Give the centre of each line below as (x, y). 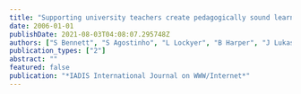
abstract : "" (34, 59)
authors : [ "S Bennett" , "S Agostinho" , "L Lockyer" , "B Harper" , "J (140, 43)
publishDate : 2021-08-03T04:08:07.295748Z (90, 34)
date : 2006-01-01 (42, 26)
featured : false (39, 68)
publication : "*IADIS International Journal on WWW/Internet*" (130, 76)
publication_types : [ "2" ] (57, 51)
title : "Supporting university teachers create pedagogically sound (140, 17)
